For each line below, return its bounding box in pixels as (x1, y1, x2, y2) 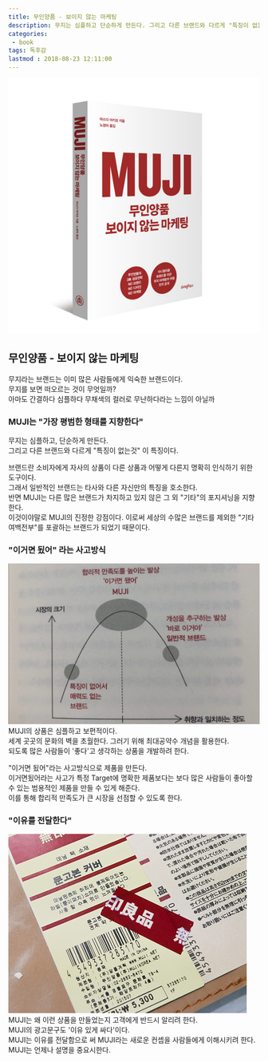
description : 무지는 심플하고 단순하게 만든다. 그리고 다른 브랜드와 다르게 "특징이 (8, 21, 249, 30)
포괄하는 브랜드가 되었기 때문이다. (45, 522, 150, 532)
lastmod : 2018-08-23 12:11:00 (8, 55, 112, 63)
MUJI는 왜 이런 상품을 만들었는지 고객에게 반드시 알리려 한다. (8, 1015, 198, 1025)
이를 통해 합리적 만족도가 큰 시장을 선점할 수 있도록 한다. (8, 793, 183, 802)
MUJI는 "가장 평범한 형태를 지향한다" (8, 416, 144, 427)
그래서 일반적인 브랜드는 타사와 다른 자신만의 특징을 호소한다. (8, 482, 198, 492)
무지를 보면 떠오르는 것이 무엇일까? (8, 384, 117, 394)
